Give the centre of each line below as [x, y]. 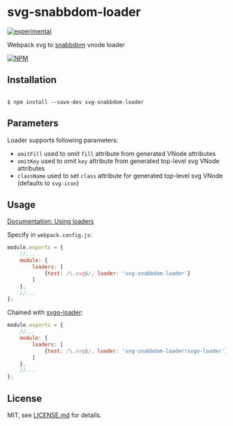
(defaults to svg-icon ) [48, 183]
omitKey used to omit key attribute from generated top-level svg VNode [118, 161]
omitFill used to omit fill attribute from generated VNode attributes [116, 153]
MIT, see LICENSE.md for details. [54, 415]
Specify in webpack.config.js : [50, 235]
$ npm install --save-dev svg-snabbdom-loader [76, 102]
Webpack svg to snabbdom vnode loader [66, 44]
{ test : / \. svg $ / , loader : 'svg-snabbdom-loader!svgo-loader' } [136, 351]
